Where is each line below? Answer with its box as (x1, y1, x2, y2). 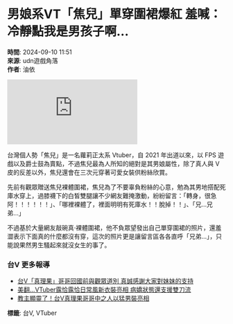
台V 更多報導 (7, 260, 50, 269)
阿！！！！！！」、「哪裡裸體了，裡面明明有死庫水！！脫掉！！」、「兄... (7, 200, 207, 208)
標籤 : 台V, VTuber (7, 309, 58, 317)
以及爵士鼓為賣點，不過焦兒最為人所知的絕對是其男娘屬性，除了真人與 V (12, 159, 220, 168)
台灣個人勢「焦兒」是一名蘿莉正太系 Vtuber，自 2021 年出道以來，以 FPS (7, 150, 217, 159)
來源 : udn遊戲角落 (7, 56, 59, 64)
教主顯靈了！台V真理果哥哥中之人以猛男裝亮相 (17, 294, 150, 303)
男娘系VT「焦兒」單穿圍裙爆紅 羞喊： (7, 6, 222, 22)
